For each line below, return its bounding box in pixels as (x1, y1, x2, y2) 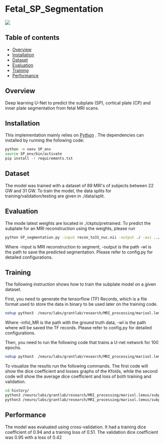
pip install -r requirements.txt (5, 156, 73, 161)
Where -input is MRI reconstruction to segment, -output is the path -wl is (5, 244, 152, 249)
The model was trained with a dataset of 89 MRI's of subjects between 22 (5, 182, 154, 188)
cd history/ (5, 388, 29, 393)
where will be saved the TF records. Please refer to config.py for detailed (5, 325, 152, 331)
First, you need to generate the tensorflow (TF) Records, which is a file (5, 296, 147, 302)
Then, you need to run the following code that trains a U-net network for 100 (5, 340, 159, 345)
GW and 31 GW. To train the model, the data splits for (5, 188, 112, 194)
